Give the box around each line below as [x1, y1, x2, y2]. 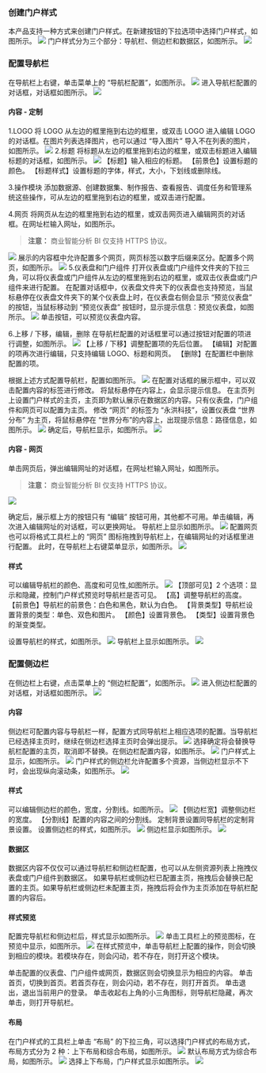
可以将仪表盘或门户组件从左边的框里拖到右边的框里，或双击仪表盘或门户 [21, 272, 258, 282]
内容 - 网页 [8, 445, 44, 454]
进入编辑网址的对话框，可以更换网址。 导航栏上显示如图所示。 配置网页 [14, 522, 258, 531]
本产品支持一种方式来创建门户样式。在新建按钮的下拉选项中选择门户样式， [8, 26, 251, 36]
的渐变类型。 [8, 620, 50, 630]
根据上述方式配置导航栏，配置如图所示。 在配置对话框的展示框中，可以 [8, 375, 249, 385]
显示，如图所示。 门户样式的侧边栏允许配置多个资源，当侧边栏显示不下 [8, 756, 249, 765]
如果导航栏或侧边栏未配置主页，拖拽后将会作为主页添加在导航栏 [42, 883, 251, 893]
